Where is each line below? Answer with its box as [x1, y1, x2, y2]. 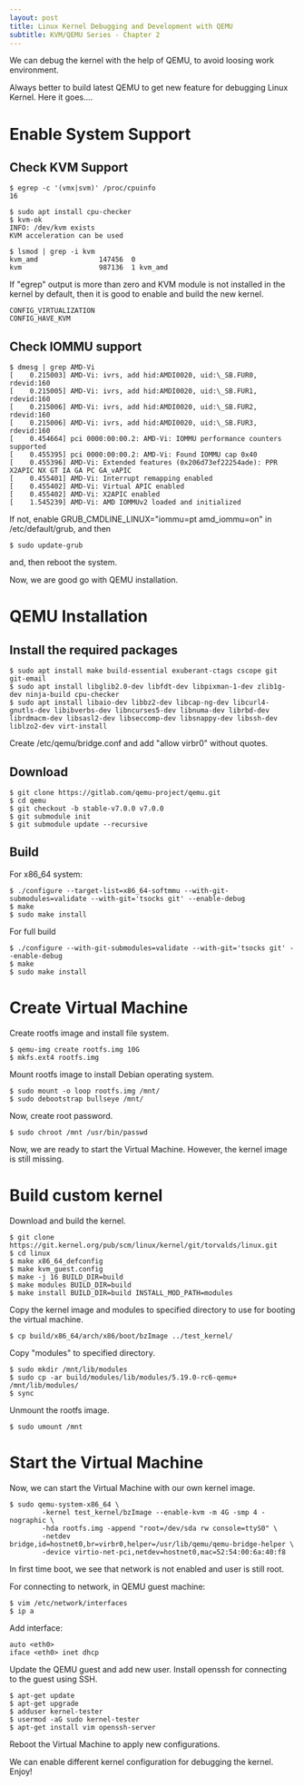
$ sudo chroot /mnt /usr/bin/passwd [9, 1127, 148, 1137]
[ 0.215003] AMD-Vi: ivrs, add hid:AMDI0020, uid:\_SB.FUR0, [9, 371, 258, 380]
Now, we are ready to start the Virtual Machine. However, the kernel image [9, 1143, 288, 1154]
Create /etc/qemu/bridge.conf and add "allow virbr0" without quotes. [9, 738, 269, 749]
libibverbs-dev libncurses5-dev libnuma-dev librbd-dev [54, 706, 270, 715]
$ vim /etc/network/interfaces [9, 1598, 128, 1607]
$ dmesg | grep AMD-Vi [9, 363, 95, 372]
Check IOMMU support [9, 339, 142, 354]
